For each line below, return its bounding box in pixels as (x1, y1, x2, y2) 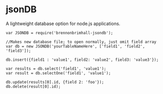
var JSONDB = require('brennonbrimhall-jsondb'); (6, 30, 114, 35)
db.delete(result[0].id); (6, 84, 61, 89)
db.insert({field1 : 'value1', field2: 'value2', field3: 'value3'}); (6, 57, 159, 62)
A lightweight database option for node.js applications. (6, 20, 121, 27)
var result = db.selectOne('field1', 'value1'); (6, 70, 111, 76)
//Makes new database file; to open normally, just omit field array (6, 39, 157, 44)
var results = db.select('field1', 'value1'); (6, 66, 106, 71)
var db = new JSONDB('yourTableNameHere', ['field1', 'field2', (6, 43, 145, 49)
